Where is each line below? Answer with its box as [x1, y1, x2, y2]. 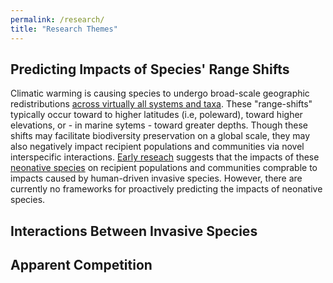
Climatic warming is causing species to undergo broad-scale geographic [10, 87, 310, 100]
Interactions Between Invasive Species [10, 222, 258, 240]
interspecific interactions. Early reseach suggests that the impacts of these [10, 151, 320, 163]
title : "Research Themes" [10, 24, 118, 34]
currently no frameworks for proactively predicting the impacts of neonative [10, 183, 323, 195]
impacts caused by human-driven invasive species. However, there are [10, 172, 303, 185]
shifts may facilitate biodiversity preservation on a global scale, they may [10, 130, 311, 142]
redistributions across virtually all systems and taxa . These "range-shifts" [10, 98, 313, 110]
